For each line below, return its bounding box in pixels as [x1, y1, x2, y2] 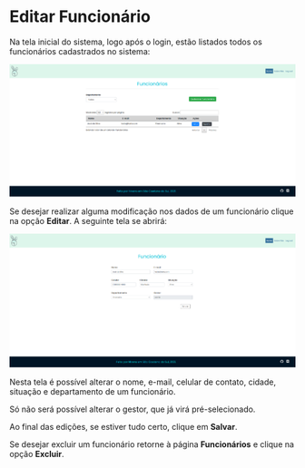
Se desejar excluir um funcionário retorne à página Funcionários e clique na [9, 438, 295, 450]
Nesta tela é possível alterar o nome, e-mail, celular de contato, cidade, [9, 376, 277, 387]
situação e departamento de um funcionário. [9, 385, 176, 396]
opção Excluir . [9, 448, 64, 459]
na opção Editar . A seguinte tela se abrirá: [9, 216, 168, 227]
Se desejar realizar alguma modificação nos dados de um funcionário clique [9, 206, 294, 217]
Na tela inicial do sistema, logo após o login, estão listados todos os [9, 36, 263, 47]
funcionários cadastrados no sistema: [9, 45, 151, 56]
